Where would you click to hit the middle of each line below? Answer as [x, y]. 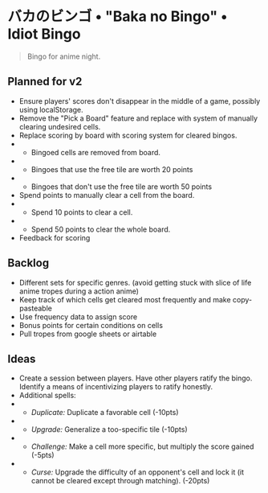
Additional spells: [48, 396]
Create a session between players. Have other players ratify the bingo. [136, 378]
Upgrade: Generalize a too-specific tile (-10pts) [109, 429]
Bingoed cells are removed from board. [96, 152]
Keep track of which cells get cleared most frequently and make [125, 299]
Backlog [28, 263]
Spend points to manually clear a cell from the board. [107, 195]
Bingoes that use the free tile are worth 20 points [112, 169]
